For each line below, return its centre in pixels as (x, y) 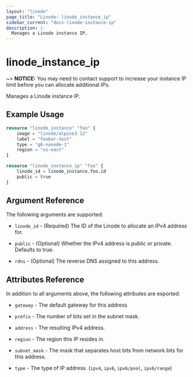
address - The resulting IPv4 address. (60, 328)
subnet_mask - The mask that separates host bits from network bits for (99, 351)
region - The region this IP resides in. (60, 339)
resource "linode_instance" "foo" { (51, 128)
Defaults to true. (34, 250)
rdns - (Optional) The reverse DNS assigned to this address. (87, 261)
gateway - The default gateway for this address (71, 305)
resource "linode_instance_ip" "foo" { (55, 166)
